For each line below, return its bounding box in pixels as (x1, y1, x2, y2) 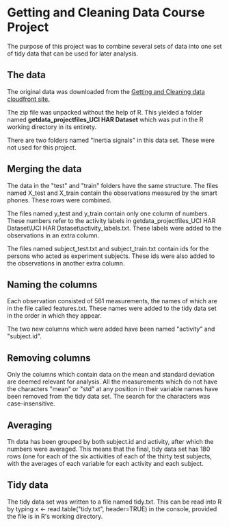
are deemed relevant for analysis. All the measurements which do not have (7, 377, 217, 386)
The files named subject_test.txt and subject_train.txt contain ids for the (7, 244, 209, 253)
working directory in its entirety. (7, 122, 97, 131)
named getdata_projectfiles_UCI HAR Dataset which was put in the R (7, 115, 204, 124)
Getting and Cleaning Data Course (7, 5, 205, 21)
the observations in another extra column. (7, 259, 125, 267)
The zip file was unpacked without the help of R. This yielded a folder (7, 108, 203, 116)
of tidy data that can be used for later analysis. (7, 49, 139, 58)
